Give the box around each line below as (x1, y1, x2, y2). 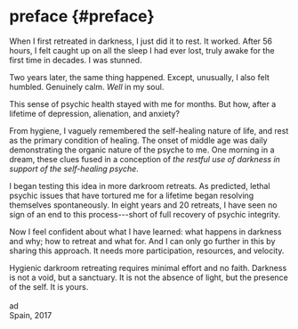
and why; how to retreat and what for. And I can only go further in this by (9, 235, 276, 246)
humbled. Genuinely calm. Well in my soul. (9, 81, 165, 92)
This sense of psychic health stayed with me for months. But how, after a (9, 98, 277, 109)
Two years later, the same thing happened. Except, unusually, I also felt (9, 71, 270, 82)
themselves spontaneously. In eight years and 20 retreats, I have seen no (9, 199, 278, 210)
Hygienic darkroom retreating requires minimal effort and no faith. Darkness (9, 262, 287, 273)
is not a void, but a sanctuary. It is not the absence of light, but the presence (9, 272, 289, 283)
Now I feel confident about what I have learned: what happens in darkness (9, 226, 282, 237)
